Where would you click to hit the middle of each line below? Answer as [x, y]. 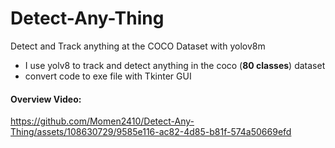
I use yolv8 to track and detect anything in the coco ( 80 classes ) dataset [175, 65]
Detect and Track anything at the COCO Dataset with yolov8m [138, 46]
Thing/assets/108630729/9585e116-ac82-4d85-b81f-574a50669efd [151, 132]
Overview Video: [46, 99]
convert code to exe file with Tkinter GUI [108, 76]
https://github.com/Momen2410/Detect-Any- [102, 121]
